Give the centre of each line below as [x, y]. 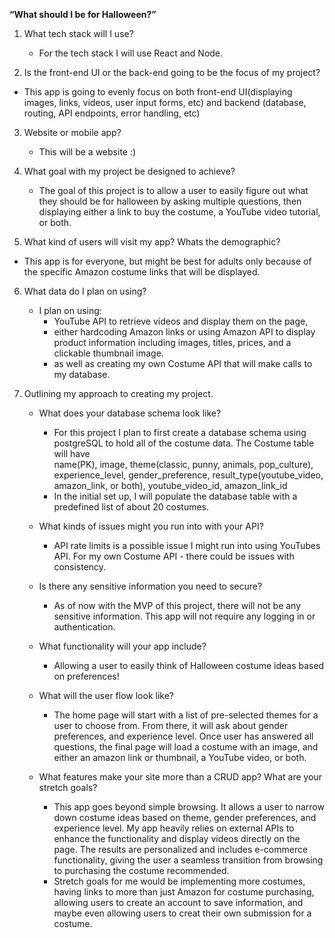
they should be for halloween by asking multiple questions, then [170, 201]
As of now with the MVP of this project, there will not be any [177, 605]
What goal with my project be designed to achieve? [129, 171]
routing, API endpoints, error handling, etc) [112, 113]
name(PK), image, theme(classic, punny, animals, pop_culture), [183, 464]
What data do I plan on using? [85, 291]
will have [72, 453]
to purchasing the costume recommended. [141, 870]
